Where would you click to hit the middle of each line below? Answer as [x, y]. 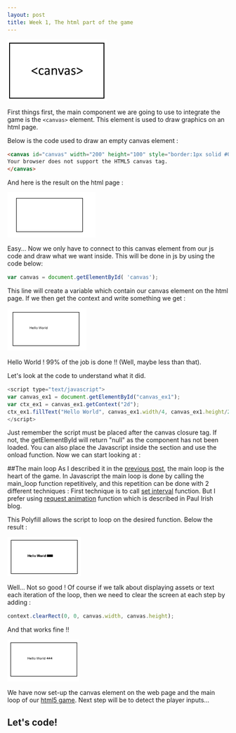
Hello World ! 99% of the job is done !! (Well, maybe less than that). [104, 362]
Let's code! [32, 722]
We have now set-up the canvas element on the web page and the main [111, 693]
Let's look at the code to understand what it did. [77, 376]
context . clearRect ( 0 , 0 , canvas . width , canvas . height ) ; [91, 616]
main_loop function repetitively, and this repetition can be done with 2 [108, 484]
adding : [19, 603]
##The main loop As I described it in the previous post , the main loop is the [116, 469]
